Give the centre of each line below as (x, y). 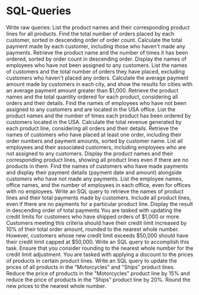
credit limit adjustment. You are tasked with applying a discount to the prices (100, 254)
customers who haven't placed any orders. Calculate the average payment (97, 78)
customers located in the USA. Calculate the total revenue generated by (94, 122)
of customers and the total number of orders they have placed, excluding (96, 71)
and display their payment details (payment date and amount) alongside (94, 172)
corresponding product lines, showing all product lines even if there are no (97, 160)
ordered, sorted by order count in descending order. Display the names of (97, 59)
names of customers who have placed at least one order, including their (94, 134)
